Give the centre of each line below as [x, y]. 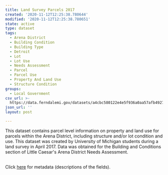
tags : [11, 33]
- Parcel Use [23, 75]
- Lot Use [20, 61]
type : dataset [20, 28]
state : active [20, 24]
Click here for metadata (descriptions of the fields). [58, 167]
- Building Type [26, 47]
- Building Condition [32, 42]
